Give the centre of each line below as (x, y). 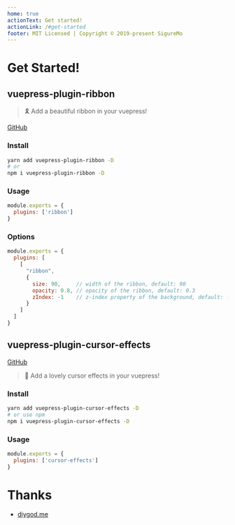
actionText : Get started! (45, 20)
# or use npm (26, 415)
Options (21, 237)
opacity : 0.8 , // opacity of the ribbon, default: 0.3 (114, 291)
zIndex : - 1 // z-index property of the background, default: (128, 297)
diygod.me (33, 514)
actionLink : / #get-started (47, 27)
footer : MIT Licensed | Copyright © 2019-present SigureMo (95, 33)
